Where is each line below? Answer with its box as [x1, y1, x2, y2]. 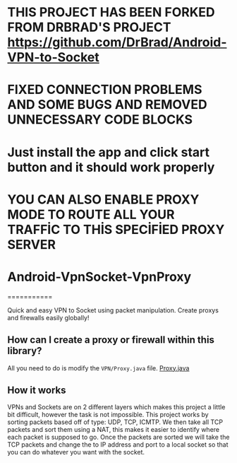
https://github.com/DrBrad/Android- [7, 35, 227, 50]
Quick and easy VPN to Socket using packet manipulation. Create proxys [7, 305, 219, 315]
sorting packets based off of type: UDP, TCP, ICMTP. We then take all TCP [7, 418, 224, 426]
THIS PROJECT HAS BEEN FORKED [7, 4, 215, 20]
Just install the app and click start [7, 144, 210, 160]
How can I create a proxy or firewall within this [7, 334, 215, 346]
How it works [7, 384, 66, 396]
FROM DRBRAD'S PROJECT [7, 19, 171, 35]
